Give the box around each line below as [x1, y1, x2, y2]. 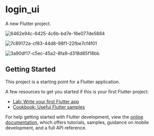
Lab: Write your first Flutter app [12, 98, 80, 104]
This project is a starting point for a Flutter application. [5, 78, 120, 85]
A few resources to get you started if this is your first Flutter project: [5, 88, 149, 95]
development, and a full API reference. [5, 124, 87, 131]
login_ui [5, 4, 40, 15]
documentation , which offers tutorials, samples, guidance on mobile [5, 119, 149, 125]
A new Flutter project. [5, 20, 51, 27]
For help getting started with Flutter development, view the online [5, 114, 144, 120]
